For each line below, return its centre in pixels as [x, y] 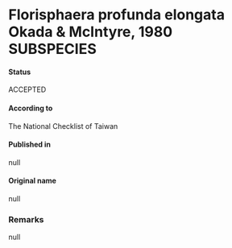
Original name [32, 181]
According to [31, 108]
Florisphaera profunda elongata [117, 15]
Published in [29, 145]
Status [20, 72]
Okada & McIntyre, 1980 [91, 32]
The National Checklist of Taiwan [63, 126]
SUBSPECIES [52, 49]
